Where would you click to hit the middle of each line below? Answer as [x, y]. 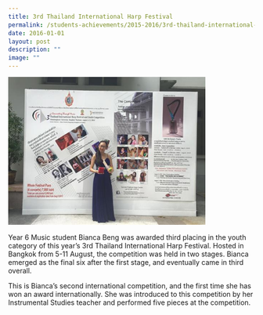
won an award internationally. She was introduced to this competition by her [131, 295]
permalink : [26, 25]
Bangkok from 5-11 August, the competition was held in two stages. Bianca [128, 254]
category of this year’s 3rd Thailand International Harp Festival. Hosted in [126, 246]
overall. [20, 271]
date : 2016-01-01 [36, 33]
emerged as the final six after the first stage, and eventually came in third [126, 262]
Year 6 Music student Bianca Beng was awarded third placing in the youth [127, 237]
